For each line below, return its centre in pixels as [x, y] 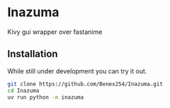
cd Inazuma [23, 90]
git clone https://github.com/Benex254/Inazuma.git [85, 84]
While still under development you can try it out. [77, 71]
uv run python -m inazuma [45, 97]
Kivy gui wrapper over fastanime [55, 32]
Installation [33, 54]
